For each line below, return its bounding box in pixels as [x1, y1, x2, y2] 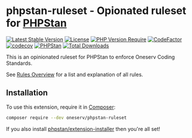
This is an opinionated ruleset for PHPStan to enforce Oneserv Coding [6, 53, 175, 60]
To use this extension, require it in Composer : [6, 103, 116, 111]
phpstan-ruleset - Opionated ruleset [6, 4, 186, 18]
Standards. [6, 60, 33, 67]
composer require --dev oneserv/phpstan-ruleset [6, 115, 127, 120]
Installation [6, 88, 48, 98]
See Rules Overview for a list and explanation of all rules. [6, 71, 143, 78]
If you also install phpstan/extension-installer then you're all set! [6, 125, 160, 132]
